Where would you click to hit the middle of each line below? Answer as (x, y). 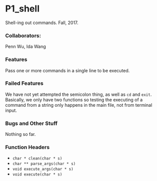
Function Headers (28, 147)
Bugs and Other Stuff (31, 123)
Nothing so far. (21, 134)
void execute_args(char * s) (43, 169)
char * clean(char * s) (37, 158)
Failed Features (24, 83)
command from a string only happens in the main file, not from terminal (79, 105)
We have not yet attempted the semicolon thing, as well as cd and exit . (78, 94)
